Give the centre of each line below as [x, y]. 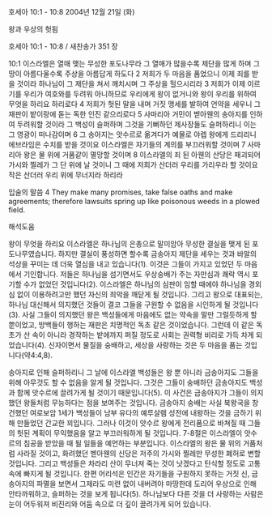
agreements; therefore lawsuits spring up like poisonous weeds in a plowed [134, 201]
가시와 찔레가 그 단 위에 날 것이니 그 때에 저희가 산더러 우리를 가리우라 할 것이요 [134, 165]
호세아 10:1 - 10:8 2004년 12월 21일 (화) [72, 12]
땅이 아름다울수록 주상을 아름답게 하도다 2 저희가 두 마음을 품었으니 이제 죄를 [129, 74]
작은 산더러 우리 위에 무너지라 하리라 [66, 175]
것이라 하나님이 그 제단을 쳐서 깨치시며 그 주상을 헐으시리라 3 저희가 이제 [131, 84]
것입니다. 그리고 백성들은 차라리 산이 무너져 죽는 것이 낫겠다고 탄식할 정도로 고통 [135, 463]
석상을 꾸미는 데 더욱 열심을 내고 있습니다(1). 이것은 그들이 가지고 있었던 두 [125, 264]
